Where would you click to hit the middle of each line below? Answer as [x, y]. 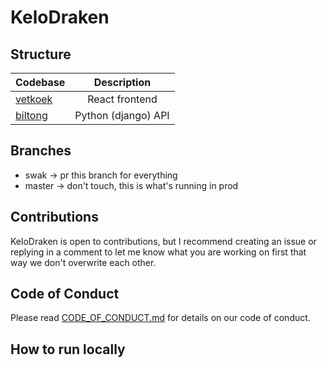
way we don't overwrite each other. [83, 262]
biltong [31, 115]
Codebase [40, 82]
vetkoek [34, 99]
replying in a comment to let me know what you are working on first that [158, 252]
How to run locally [68, 349]
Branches [41, 151]
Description [122, 82]
